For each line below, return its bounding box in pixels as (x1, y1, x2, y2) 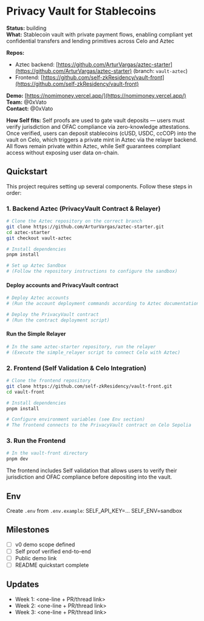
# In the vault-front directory (6, 450, 88, 456)
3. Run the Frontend (6, 436, 66, 445)
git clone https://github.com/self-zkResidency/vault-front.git (6, 383, 172, 389)
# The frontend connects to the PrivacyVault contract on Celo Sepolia (6, 422, 191, 428)
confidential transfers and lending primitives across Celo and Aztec (6, 37, 175, 44)
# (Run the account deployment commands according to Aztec (6, 301, 162, 307)
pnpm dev (6, 456, 29, 462)
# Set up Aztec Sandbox (6, 262, 67, 269)
